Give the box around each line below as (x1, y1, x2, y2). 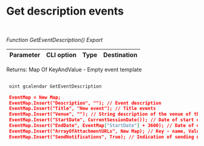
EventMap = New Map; (8, 94, 61, 100)
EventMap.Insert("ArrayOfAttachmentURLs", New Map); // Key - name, (8, 128, 186, 134)
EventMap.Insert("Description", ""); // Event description (8, 100, 162, 106)
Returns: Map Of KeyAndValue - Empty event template (6, 66, 142, 73)
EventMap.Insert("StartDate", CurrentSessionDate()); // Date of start (8, 117, 194, 123)
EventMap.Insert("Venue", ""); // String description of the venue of (8, 111, 191, 117)
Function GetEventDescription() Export (6, 36, 103, 43)
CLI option (46, 50, 77, 59)
